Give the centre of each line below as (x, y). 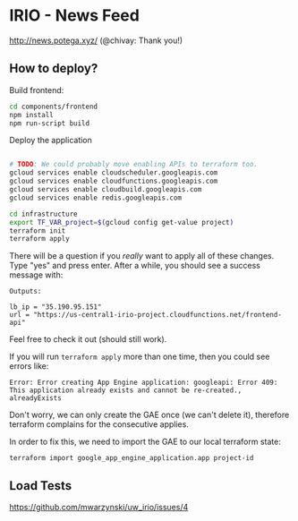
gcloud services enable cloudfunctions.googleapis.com (114, 181)
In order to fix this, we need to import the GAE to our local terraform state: (145, 442)
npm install (31, 115)
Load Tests (41, 486)
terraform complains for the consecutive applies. (99, 424)
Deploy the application (51, 141)
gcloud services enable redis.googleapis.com (95, 198)
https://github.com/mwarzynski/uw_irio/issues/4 (99, 508)
